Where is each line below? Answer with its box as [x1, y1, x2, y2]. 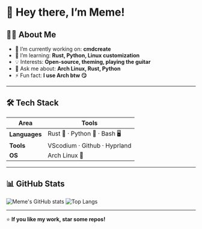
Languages [9, 130, 42, 139]
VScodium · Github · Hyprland [47, 141, 132, 149]
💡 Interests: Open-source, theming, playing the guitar [14, 58, 151, 65]
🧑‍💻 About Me [6, 30, 57, 40]
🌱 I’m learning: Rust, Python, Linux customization [14, 52, 140, 59]
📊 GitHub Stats [6, 179, 65, 189]
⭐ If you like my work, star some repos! [6, 215, 106, 222]
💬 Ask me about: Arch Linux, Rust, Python [14, 65, 121, 72]
